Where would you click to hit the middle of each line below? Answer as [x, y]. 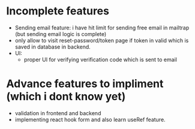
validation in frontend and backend [58, 113]
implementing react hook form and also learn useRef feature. [90, 119]
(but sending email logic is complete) [61, 34]
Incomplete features [58, 11]
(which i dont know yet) [66, 97]
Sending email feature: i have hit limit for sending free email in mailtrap [102, 28]
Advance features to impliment [85, 84]
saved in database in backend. [53, 47]
